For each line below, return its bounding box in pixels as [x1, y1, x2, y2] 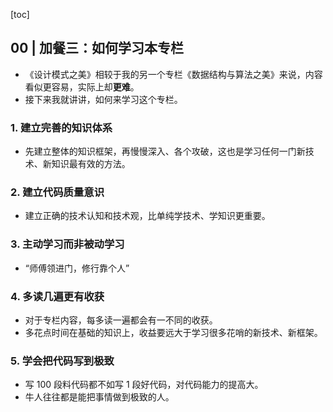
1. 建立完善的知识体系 [10, 120, 113, 134]
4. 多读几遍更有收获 [10, 289, 105, 303]
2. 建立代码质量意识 [10, 185, 105, 199]
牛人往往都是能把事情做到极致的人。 [24, 391, 175, 403]
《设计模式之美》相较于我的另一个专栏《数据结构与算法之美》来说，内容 [24, 68, 323, 80]
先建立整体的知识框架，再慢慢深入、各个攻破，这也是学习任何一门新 [24, 145, 306, 158]
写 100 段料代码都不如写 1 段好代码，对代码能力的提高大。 [24, 379, 264, 391]
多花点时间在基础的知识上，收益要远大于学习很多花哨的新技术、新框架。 [24, 327, 323, 338]
